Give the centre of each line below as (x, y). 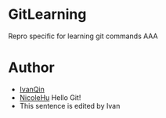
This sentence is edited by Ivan (70, 105)
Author (31, 68)
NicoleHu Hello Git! (50, 97)
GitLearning (47, 14)
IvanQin (32, 89)
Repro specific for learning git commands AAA (83, 36)
